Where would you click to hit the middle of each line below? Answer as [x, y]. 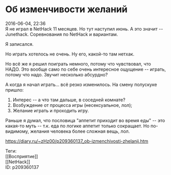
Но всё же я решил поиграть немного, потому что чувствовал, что [78, 64]
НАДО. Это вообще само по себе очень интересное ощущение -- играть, [86, 69]
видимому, [17, 131]
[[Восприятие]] [22, 156]
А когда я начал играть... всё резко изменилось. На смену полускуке [81, 84]
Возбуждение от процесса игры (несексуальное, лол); [72, 105]
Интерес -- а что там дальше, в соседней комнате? [69, 100]
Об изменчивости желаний [66, 9]
